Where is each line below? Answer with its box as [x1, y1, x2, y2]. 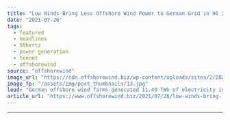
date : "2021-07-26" [7, 16, 63, 23]
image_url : [7, 73, 38, 81]
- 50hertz [13, 42, 41, 49]
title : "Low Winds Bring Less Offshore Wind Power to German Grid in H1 [7, 10, 219, 17]
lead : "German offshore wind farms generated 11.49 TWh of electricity [7, 86, 216, 93]
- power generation [13, 49, 69, 56]
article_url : [7, 93, 44, 100]
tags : [7, 23, 23, 29]
